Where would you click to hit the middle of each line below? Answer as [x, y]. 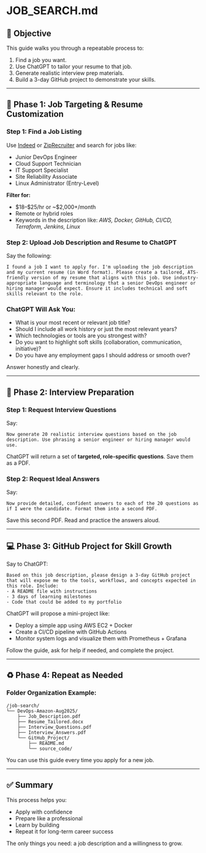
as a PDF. [18, 463]
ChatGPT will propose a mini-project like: [58, 613]
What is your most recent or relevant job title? [73, 322]
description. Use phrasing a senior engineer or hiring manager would [98, 440]
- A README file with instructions [52, 591]
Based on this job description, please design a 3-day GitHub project [98, 575]
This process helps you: [36, 800]
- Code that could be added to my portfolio [64, 602]
